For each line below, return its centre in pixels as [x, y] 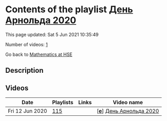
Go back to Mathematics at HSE [39, 54]
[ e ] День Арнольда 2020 [128, 111]
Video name [128, 103]
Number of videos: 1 [26, 44]
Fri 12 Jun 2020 [28, 111]
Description [24, 70]
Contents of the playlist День [69, 9]
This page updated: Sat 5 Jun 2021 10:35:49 [52, 34]
